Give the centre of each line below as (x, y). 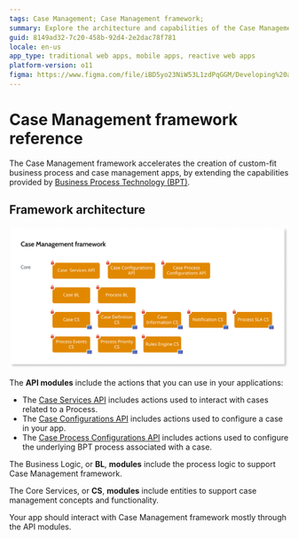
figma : (21, 75)
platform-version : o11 (51, 66)
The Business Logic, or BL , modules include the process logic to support (143, 465)
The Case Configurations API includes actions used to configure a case (153, 419)
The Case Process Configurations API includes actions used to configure (155, 438)
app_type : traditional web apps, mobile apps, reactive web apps (132, 56)
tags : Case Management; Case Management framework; (106, 19)
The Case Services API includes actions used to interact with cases (145, 400)
